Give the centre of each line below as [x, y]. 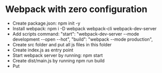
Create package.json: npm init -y [46, 23]
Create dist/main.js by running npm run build [58, 60]
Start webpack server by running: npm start [57, 55]
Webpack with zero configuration [76, 9]
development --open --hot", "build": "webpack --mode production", [83, 39]
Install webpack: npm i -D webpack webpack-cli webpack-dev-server [85, 28]
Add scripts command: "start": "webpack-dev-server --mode [76, 34]
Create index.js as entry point [43, 50]
